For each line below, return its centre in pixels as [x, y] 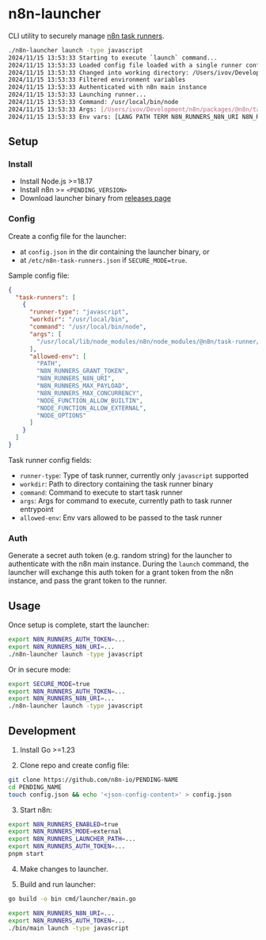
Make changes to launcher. [64, 869]
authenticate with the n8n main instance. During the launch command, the [129, 564]
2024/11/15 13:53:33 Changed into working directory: [99, 72]
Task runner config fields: [50, 460]
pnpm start [26, 854]
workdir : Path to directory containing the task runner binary [116, 483]
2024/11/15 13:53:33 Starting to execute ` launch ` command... [113, 58]
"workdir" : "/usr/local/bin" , [79, 320]
